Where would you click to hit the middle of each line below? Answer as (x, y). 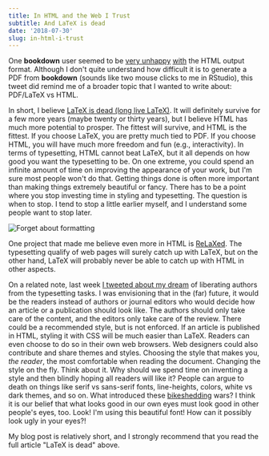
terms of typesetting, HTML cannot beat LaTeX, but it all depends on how (129, 153)
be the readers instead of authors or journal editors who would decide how (132, 302)
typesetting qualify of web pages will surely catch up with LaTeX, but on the (133, 252)
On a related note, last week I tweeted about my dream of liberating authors (133, 284)
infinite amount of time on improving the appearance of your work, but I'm (130, 170)
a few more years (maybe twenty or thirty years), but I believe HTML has (128, 119)
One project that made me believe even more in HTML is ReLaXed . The (125, 244)
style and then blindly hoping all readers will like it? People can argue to (126, 378)
